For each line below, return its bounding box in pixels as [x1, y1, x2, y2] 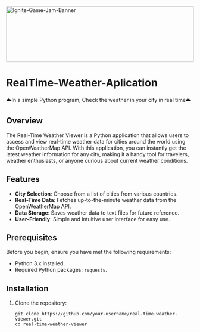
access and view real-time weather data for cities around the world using [6, 138, 186, 145]
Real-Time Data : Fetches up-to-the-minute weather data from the [14, 196, 177, 203]
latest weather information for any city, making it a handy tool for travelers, [6, 150, 189, 157]
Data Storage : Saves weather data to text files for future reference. [14, 209, 180, 216]
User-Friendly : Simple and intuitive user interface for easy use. [14, 215, 170, 222]
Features [6, 174, 40, 184]
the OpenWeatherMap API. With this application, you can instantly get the [6, 144, 186, 151]
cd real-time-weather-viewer [14, 321, 87, 327]
